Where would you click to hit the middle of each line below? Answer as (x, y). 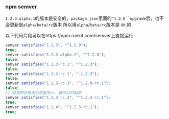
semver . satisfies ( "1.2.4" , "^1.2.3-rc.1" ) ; (52, 107)
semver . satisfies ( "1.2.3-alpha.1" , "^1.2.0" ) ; (56, 55)
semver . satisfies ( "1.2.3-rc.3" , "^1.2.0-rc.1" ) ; (58, 83)
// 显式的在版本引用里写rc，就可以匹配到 (43, 93)
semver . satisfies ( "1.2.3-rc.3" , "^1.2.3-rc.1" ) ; (58, 98)
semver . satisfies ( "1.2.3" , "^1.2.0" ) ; (46, 45)
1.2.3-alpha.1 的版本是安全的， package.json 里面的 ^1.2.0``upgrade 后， (80, 18)
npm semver (21, 7)
